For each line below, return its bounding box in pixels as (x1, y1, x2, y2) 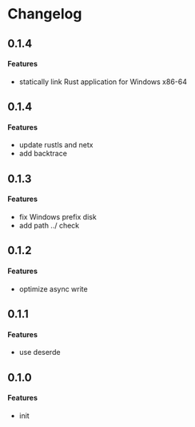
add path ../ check (18, 220, 80, 230)
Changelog (7, 5, 82, 23)
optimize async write (18, 284, 89, 293)
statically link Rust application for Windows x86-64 (18, 77, 188, 87)
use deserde (18, 348, 61, 357)
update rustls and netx (18, 140, 94, 150)
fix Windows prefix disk (18, 211, 97, 221)
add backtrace (18, 149, 67, 159)
